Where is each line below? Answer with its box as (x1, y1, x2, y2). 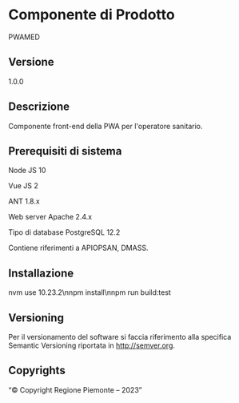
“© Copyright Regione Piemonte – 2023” (8, 385, 142, 394)
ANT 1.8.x (8, 196, 40, 206)
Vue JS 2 (8, 181, 38, 191)
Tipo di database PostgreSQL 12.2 (8, 228, 121, 237)
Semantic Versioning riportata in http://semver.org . (8, 341, 176, 350)
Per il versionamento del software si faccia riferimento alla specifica (8, 332, 232, 341)
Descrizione (8, 100, 70, 114)
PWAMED (8, 32, 40, 42)
